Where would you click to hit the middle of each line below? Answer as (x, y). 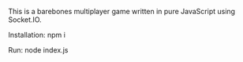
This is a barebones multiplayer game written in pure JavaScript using (121, 11)
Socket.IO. (25, 20)
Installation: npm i (37, 35)
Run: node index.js (38, 50)
